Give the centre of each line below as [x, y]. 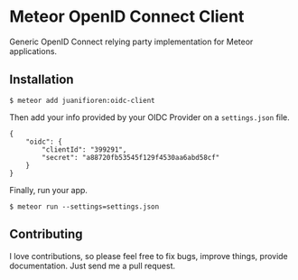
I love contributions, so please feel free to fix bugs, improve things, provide [149, 256]
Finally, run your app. [49, 190]
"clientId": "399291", [84, 149]
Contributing [46, 234]
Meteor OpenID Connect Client [127, 17]
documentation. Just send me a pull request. [93, 266]
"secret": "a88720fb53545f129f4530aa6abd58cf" [131, 157]
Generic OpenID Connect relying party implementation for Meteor [131, 42]
